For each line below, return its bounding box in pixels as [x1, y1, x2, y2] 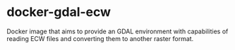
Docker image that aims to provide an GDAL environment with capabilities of [6, 27, 229, 35]
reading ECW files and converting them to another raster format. [6, 34, 194, 42]
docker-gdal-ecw [6, 4, 111, 20]
